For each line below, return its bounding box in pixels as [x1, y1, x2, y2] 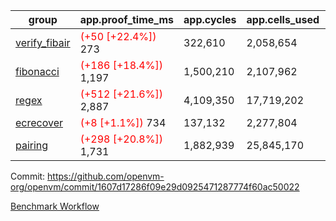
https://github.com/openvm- [47, 170, 165, 182]
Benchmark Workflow [10, 200, 100, 212]
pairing [15, 139, 49, 152]
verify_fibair [15, 36, 71, 49]
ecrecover [15, 116, 64, 129]
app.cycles [183, 13, 237, 26]
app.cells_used [246, 13, 320, 26]
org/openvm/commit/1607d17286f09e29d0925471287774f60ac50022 [10, 181, 300, 193]
